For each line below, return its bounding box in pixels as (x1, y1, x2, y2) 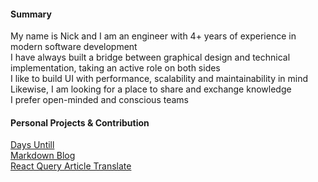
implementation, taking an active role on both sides (10, 62, 221, 74)
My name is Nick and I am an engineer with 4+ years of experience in (10, 30, 297, 42)
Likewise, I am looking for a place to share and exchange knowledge (10, 83, 292, 95)
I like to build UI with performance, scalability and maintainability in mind (10, 73, 309, 85)
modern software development (10, 41, 138, 53)
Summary (10, 8, 52, 20)
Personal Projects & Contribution (10, 116, 150, 129)
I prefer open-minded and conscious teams (10, 94, 189, 106)
